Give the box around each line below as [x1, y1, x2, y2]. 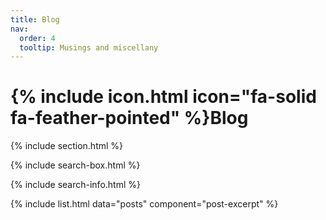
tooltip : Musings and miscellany [19, 42, 159, 53]
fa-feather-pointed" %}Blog [10, 107, 249, 130]
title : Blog [10, 14, 60, 25]
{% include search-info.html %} [10, 179, 141, 191]
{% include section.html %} [10, 140, 124, 152]
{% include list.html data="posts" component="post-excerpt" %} [10, 198, 279, 210]
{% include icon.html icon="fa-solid [10, 86, 317, 108]
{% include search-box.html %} [10, 159, 141, 171]
